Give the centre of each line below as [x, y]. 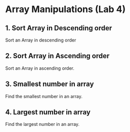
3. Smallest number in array [50, 84]
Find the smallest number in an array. [44, 96]
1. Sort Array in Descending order [59, 28]
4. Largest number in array [48, 112]
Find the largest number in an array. [42, 124]
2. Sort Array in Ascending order [57, 56]
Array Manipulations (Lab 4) [66, 9]
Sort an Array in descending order [41, 40]
